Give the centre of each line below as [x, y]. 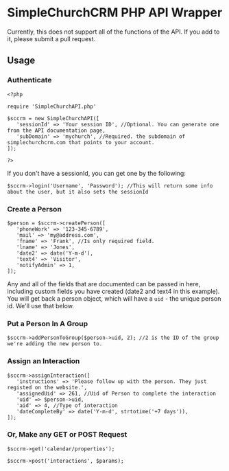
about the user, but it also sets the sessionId [78, 192]
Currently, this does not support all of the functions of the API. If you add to [113, 32]
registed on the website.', [47, 387]
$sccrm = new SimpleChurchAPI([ [53, 118]
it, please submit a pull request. [51, 38]
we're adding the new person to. [55, 344]
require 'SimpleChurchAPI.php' [52, 106]
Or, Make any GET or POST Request [67, 435]
